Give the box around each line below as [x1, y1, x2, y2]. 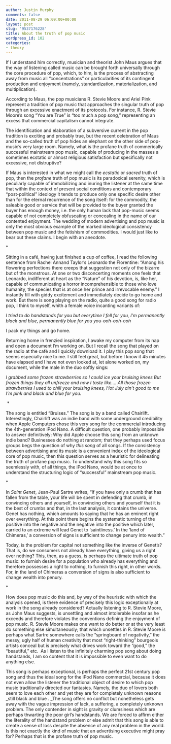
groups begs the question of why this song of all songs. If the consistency [6, 442, 161, 448]
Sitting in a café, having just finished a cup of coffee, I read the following [6, 254, 157, 260]
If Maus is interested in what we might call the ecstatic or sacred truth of [6, 170, 158, 176]
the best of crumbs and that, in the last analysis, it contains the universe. [6, 505, 158, 511]
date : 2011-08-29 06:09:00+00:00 [6, 17, 77, 22]
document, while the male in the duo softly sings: [6, 364, 109, 370]
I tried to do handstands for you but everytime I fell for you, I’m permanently [6, 312, 165, 318]
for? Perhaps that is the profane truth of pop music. [6, 733, 113, 739]
